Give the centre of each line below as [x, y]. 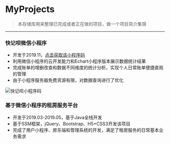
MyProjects [30, 9]
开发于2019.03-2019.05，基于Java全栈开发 [57, 117]
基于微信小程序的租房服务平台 [42, 106]
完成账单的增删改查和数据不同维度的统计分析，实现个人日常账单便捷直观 [88, 68]
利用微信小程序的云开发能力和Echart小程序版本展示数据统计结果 [79, 61]
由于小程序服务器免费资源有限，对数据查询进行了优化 [68, 80]
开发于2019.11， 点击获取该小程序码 [49, 55]
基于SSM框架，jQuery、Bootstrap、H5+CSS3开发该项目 [71, 124]
